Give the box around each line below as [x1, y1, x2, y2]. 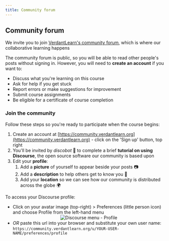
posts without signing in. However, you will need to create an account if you [5, 60, 164, 66]
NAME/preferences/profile [12, 230, 67, 236]
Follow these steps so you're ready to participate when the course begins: [5, 121, 160, 127]
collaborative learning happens [5, 45, 70, 51]
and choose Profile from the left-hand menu [12, 209, 105, 215]
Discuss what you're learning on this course [12, 76, 105, 82]
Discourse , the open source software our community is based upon [12, 153, 154, 159]
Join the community [5, 110, 56, 117]
